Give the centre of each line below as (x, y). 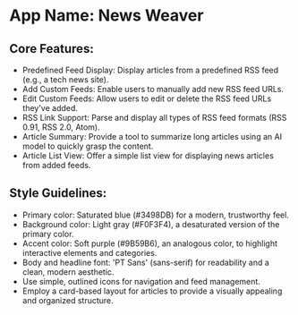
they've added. (50, 108)
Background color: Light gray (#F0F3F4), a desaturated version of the (151, 224)
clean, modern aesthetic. (68, 272)
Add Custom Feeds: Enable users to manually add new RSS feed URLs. (153, 89)
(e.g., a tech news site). (65, 80)
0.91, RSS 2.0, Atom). (61, 127)
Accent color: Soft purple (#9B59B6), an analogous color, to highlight (150, 243)
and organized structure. (68, 300)
